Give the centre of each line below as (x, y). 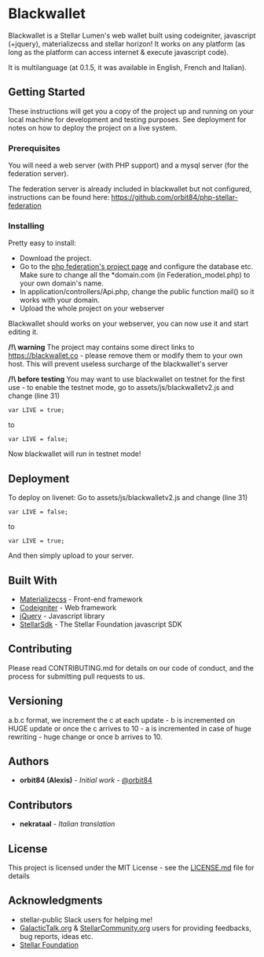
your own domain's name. (61, 283)
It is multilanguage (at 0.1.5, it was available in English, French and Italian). (128, 67)
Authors (29, 761)
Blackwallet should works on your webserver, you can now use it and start (128, 324)
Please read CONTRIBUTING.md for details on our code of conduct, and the (131, 668)
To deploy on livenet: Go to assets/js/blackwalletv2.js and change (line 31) (128, 498)
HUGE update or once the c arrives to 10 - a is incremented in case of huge (130, 728)
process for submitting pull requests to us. (77, 676)
